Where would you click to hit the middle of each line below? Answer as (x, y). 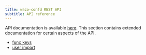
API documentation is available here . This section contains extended (73, 27)
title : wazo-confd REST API (33, 9)
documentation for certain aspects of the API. (50, 33)
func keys (22, 42)
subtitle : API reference (30, 14)
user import (23, 47)
